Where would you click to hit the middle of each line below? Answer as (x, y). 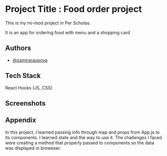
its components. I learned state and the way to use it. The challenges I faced (83, 137)
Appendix (21, 120)
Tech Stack (23, 76)
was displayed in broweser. (33, 148)
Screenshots (25, 103)
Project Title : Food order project (74, 9)
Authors (18, 48)
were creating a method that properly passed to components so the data (80, 143)
